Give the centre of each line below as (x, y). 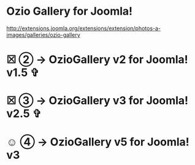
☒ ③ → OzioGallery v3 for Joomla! (97, 101)
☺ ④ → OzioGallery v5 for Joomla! (98, 142)
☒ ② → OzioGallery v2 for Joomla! (97, 60)
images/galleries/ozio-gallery (44, 34)
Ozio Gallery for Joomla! (70, 11)
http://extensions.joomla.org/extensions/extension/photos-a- (84, 28)
